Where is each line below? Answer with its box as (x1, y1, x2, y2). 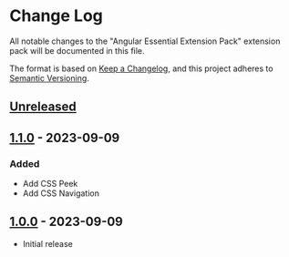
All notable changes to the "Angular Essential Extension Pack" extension (9, 36, 281, 46)
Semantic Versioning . (9, 72, 89, 83)
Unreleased (9, 99, 77, 115)
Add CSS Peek (22, 179, 78, 190)
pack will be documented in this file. (9, 45, 145, 56)
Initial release (22, 238, 73, 249)
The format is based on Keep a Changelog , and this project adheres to (9, 63, 274, 74)
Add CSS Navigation (22, 188, 100, 199)
